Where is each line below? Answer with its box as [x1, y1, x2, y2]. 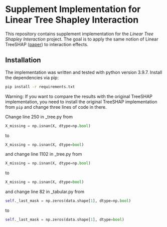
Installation [5, 56, 41, 65]
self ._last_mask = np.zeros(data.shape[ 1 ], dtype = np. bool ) [5, 198, 131, 203]
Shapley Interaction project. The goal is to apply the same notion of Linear [5, 36, 159, 42]
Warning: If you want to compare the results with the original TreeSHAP [5, 93, 153, 99]
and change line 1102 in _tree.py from [5, 151, 82, 157]
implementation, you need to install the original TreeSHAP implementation [5, 99, 157, 105]
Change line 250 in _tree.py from [5, 114, 73, 120]
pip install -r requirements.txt [5, 84, 75, 89]
